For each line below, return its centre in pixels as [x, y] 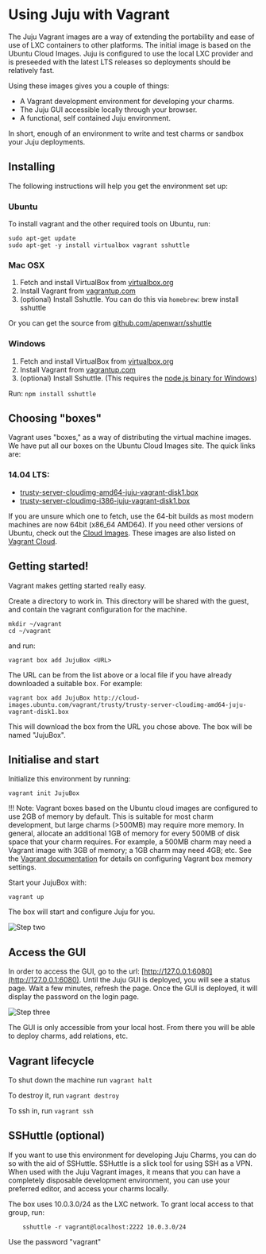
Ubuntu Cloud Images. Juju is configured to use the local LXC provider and [131, 53]
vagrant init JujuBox [44, 793]
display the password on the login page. [74, 997]
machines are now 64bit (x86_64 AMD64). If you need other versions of [126, 524]
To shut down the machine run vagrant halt [80, 1080]
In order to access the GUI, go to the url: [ [76, 971]
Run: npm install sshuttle [52, 393]
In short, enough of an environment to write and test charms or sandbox [126, 133]
